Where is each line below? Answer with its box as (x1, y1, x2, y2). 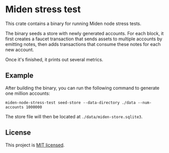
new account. (5, 46, 34, 53)
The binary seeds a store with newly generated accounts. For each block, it (5, 30, 164, 36)
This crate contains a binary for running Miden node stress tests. (5, 20, 141, 27)
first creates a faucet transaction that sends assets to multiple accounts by (5, 36, 162, 42)
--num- (137, 100, 152, 105)
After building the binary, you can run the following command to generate (5, 85, 160, 91)
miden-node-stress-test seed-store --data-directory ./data (5, 100, 136, 105)
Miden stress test (5, 4, 81, 15)
